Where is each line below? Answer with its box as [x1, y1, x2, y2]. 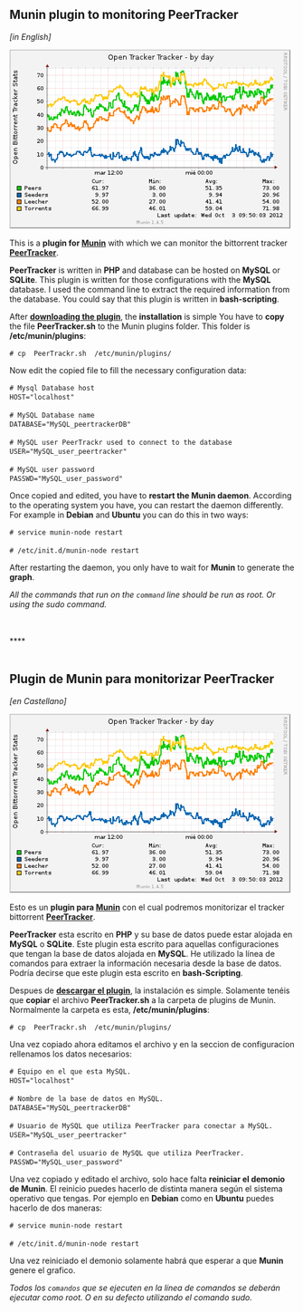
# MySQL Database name [9, 410, 95, 420]
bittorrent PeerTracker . [9, 911, 96, 922]
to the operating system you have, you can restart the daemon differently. [9, 499, 284, 510]
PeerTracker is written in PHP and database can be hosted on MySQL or [9, 265, 280, 275]
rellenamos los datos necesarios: [9, 1048, 133, 1059]
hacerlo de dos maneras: [9, 1202, 102, 1213]
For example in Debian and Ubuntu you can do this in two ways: [9, 509, 249, 520]
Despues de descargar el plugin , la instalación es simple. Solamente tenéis [9, 985, 290, 996]
